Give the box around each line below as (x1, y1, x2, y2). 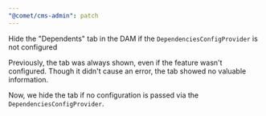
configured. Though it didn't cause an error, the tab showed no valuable (8, 66, 247, 76)
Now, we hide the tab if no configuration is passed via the (8, 90, 199, 100)
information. (8, 74, 49, 84)
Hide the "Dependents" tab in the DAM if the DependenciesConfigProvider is (8, 34, 259, 43)
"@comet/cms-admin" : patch (8, 11, 99, 20)
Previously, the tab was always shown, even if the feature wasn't (8, 58, 223, 67)
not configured (8, 42, 58, 52)
